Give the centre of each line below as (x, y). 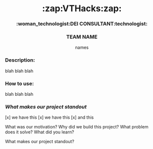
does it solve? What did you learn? (40, 132)
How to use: (19, 84)
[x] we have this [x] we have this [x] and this (49, 117)
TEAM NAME (82, 37)
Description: (20, 60)
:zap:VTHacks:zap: (82, 9)
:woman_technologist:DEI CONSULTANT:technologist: (82, 24)
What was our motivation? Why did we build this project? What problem (77, 127)
